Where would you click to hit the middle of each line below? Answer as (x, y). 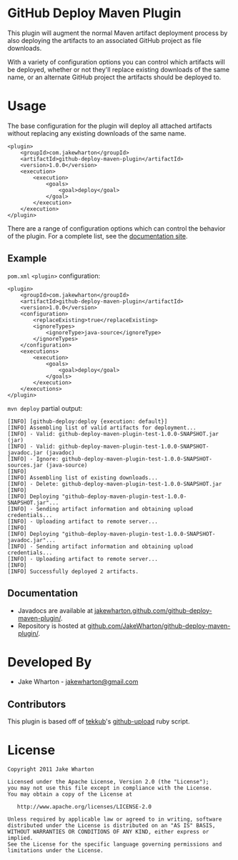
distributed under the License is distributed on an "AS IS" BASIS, (111, 826)
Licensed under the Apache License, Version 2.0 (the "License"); (108, 782)
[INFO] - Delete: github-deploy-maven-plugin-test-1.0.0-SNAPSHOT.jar (115, 484)
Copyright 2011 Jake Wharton (51, 769)
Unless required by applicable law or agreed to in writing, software (115, 819)
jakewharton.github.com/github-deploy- (153, 610)
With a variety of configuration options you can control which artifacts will (116, 61)
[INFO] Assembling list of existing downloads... (83, 477)
